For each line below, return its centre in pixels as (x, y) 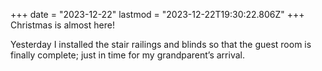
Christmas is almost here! (62, 25)
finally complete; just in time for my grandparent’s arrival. (127, 55)
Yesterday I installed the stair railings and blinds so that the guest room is (161, 44)
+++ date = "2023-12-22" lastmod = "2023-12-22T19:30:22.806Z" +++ (157, 14)
